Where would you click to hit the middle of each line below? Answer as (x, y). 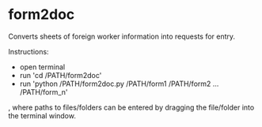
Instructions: (28, 51)
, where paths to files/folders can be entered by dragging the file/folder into (131, 107)
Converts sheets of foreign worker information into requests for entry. (122, 36)
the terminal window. (42, 115)
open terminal (42, 67)
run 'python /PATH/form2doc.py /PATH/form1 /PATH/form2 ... (119, 84)
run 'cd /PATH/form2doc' (61, 75)
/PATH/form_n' (44, 92)
